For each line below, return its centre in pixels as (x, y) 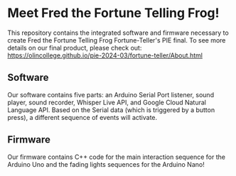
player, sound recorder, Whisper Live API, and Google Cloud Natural (107, 102)
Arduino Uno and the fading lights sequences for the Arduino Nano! (106, 164)
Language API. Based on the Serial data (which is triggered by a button (111, 110)
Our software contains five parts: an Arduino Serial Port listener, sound (111, 94)
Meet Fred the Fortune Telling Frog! (113, 13)
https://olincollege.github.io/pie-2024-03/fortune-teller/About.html (105, 55)
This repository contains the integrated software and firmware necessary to (118, 33)
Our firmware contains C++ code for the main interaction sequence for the (117, 157)
